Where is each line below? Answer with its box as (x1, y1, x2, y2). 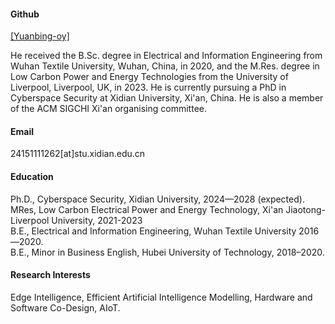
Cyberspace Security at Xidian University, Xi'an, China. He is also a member (10, 92, 324, 104)
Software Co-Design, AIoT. (10, 301, 121, 314)
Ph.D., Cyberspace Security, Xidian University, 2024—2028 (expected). (10, 193, 305, 205)
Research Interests (10, 269, 91, 281)
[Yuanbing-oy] (10, 30, 70, 42)
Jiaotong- (285, 203, 326, 215)
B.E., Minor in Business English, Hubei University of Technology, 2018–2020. (10, 246, 325, 258)
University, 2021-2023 (51, 214, 143, 226)
